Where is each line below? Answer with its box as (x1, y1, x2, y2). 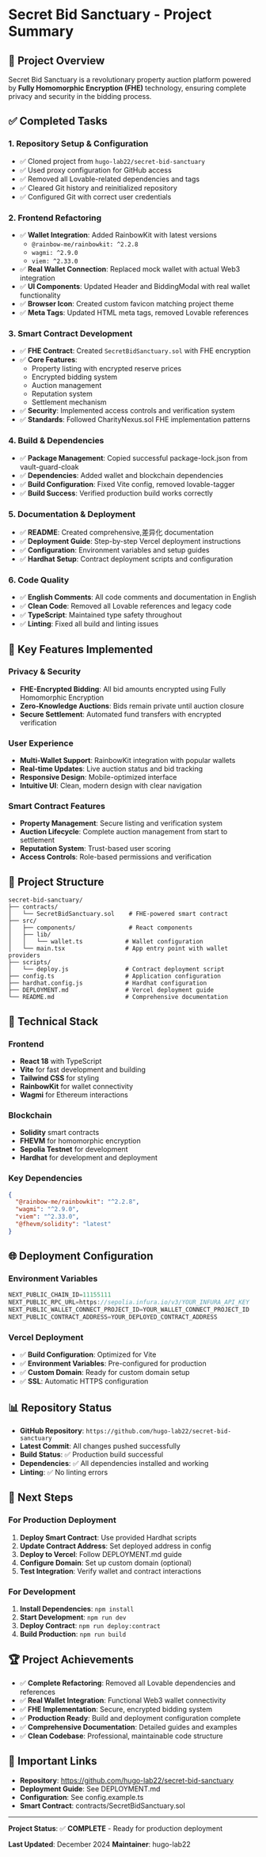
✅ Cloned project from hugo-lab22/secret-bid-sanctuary (19, 156, 206, 165)
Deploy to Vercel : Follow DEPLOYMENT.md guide (19, 1549, 182, 1559)
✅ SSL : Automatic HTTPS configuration (19, 1377, 149, 1386)
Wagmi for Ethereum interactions (19, 1090, 128, 1099)
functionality (19, 291, 61, 300)
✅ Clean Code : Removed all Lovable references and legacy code (19, 602, 232, 611)
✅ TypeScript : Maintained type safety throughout (19, 610, 182, 620)
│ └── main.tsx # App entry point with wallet (8, 944, 228, 953)
